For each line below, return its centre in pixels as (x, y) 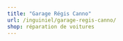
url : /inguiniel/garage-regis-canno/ (62, 20)
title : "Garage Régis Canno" (49, 14)
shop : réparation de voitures (51, 26)
